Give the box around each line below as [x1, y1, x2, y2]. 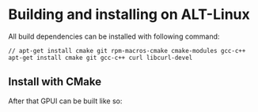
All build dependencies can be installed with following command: [8, 32, 220, 41]
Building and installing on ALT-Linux [8, 6, 251, 24]
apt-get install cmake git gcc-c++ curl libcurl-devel [8, 54, 193, 62]
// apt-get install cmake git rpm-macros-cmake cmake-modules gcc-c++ [8, 47, 246, 54]
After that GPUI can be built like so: [8, 96, 123, 106]
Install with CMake [8, 75, 101, 88]
